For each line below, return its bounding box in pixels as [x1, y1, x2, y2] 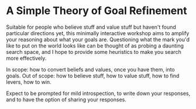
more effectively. [6, 54, 47, 62]
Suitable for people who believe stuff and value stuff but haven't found [6, 23, 177, 30]
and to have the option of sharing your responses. [6, 96, 127, 103]
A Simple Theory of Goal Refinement [6, 4, 187, 18]
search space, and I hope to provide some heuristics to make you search [6, 48, 181, 55]
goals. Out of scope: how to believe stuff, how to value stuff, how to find [6, 72, 180, 79]
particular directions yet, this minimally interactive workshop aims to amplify [6, 29, 190, 36]
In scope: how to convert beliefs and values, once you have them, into [6, 66, 175, 73]
